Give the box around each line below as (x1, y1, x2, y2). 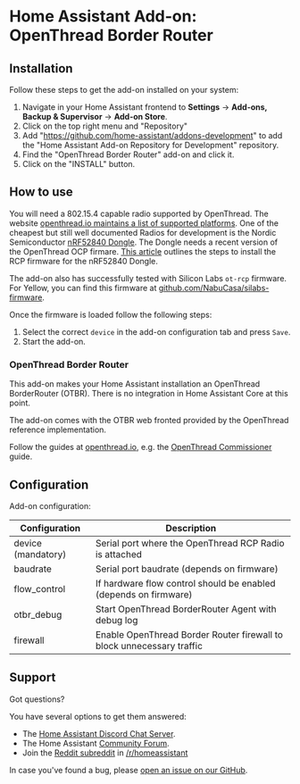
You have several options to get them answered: (9, 711, 187, 721)
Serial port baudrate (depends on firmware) (95, 563, 279, 575)
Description (165, 521, 217, 534)
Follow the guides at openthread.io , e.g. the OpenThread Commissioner (9, 442, 272, 453)
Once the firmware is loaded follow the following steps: (9, 309, 212, 320)
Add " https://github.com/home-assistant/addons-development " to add (21, 130, 283, 140)
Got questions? (9, 694, 65, 705)
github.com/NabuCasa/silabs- (158, 282, 270, 293)
